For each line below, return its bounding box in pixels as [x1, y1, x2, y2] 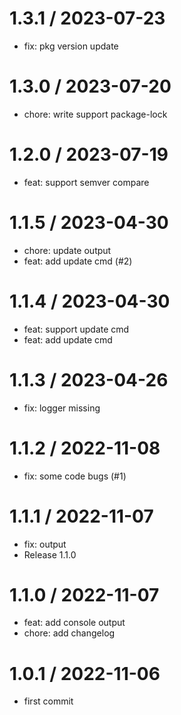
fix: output [23, 538, 67, 550]
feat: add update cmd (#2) [23, 255, 133, 267]
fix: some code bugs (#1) [23, 470, 127, 482]
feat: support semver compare [23, 176, 150, 188]
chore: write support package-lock [23, 108, 168, 120]
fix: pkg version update [23, 40, 119, 52]
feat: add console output [23, 617, 126, 629]
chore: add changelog [23, 627, 116, 639]
